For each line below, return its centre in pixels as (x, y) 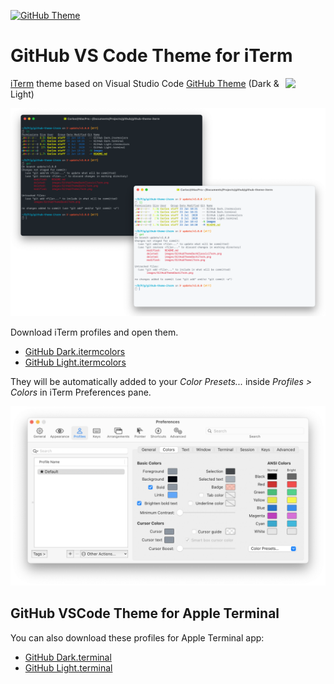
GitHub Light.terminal (68, 667)
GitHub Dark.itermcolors (75, 351)
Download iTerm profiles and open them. (94, 332)
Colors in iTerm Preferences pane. (81, 392)
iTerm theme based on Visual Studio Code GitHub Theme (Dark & (145, 83)
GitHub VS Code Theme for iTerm (151, 56)
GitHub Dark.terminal (68, 657)
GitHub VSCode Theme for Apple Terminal (145, 613)
